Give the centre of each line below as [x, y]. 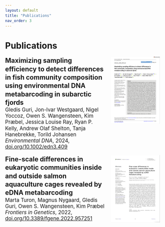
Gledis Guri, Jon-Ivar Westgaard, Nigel [52, 110]
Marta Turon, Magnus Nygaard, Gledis [51, 200]
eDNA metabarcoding [39, 193]
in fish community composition [54, 77]
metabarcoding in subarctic [48, 94]
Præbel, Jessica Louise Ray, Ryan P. [49, 122]
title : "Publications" [28, 15]
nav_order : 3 [18, 21]
